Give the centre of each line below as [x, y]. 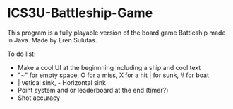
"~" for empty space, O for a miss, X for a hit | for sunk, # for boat [113, 75]
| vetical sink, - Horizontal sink [61, 82]
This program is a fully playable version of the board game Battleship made [116, 33]
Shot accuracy [38, 98]
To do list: [22, 54]
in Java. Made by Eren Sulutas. [52, 40]
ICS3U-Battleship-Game [80, 13]
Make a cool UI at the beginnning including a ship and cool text [109, 67]
